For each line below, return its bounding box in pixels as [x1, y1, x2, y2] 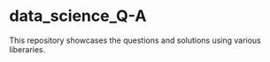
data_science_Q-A [9, 6, 147, 26]
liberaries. [9, 44, 46, 54]
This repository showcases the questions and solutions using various [9, 35, 261, 45]
